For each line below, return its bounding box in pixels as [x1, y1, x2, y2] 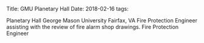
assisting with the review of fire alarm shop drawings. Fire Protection [6, 24, 179, 30]
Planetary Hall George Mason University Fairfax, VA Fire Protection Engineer [6, 17, 198, 24]
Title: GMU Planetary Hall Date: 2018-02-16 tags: [6, 5, 129, 12]
